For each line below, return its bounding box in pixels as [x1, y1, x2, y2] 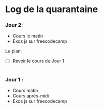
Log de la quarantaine [5, 4, 98, 15]
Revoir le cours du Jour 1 [12, 58, 65, 64]
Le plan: [5, 48, 22, 54]
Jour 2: [5, 22, 24, 29]
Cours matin [12, 87, 38, 94]
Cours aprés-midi [12, 93, 49, 99]
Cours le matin [12, 33, 43, 39]
